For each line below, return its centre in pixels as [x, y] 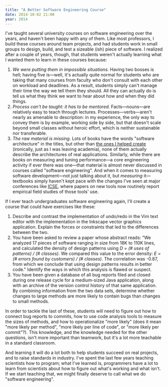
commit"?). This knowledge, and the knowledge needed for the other [76, 332]
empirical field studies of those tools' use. [55, 192]
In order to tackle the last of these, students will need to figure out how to [81, 311]
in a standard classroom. [30, 343]
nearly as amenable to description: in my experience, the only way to [83, 117]
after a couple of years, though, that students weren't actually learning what [83, 54]
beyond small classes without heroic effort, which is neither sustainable [86, 128]
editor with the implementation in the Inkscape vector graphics [77, 222]
